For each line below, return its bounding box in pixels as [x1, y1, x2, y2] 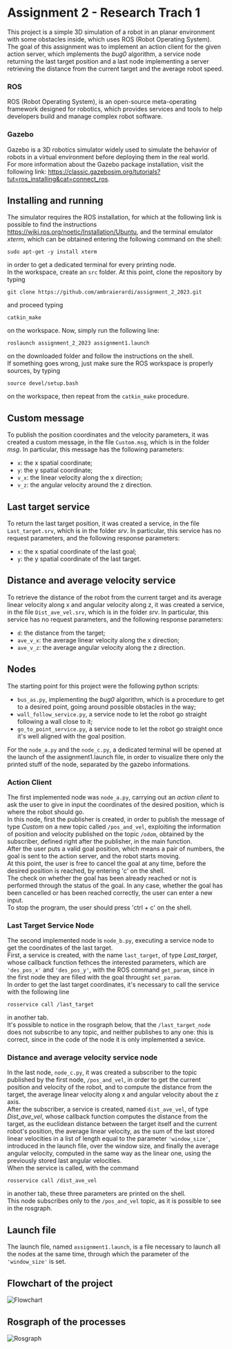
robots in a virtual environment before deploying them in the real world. [7, 152, 210, 161]
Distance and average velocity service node [7, 1053, 158, 1062]
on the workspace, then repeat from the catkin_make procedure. [7, 392, 189, 401]
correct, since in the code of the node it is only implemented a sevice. [7, 1035, 206, 1044]
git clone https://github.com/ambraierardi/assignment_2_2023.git [7, 289, 202, 296]
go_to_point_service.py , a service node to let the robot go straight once [17, 725, 223, 733]
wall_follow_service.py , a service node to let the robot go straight [17, 709, 207, 718]
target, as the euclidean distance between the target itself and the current [7, 1120, 217, 1128]
